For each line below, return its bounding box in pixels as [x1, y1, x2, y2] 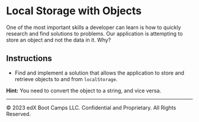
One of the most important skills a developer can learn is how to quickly [6, 24, 181, 31]
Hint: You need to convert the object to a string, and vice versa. [6, 87, 162, 94]
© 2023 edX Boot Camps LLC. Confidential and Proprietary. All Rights [6, 104, 176, 111]
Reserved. [6, 110, 31, 117]
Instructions [6, 53, 52, 63]
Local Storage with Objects [6, 4, 142, 18]
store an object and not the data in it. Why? [6, 36, 111, 43]
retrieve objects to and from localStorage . [14, 75, 118, 82]
